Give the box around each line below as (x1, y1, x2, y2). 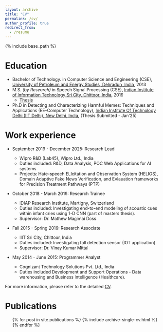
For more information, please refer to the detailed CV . (5, 283, 112, 289)
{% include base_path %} (5, 43, 56, 49)
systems (19, 165, 36, 171)
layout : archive (5, 7, 38, 12)
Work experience (5, 130, 76, 141)
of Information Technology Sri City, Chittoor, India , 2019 (12, 92, 124, 98)
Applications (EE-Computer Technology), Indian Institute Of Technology (12, 107, 156, 113)
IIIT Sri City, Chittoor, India (19, 234, 72, 240)
